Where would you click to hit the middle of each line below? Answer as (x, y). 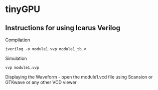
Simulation (16, 58)
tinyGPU (23, 9)
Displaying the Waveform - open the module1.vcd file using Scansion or (79, 77)
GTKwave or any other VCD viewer (41, 82)
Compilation (18, 40)
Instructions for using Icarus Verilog (63, 28)
